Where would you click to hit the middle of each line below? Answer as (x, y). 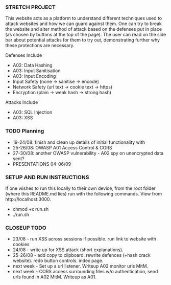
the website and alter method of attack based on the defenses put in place (84, 29)
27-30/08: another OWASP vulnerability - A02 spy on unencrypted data (88, 153)
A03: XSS (23, 118)
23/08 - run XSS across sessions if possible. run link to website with (84, 239)
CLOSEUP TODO (26, 228)
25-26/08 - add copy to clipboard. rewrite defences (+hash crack (81, 255)
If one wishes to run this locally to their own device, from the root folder (80, 188)
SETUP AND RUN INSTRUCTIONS (47, 177)
